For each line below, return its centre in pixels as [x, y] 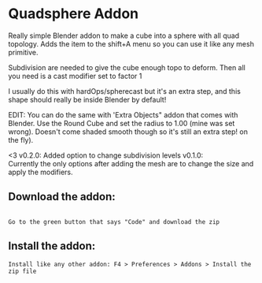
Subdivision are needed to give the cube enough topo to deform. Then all [127, 67]
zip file [22, 271]
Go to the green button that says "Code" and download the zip [114, 222]
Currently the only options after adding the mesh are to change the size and [131, 163]
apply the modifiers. [41, 172]
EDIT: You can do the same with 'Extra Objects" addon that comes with [123, 114]
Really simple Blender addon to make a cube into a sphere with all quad [124, 35]
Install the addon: [52, 246]
